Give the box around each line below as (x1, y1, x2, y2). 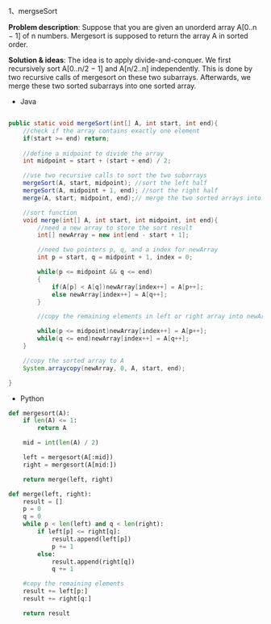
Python (19, 394, 44, 403)
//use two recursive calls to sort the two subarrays (23, 171, 207, 179)
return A (37, 424, 67, 432)
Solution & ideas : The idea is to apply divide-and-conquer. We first (8, 55, 231, 65)
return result (23, 609, 70, 618)
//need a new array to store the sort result (37, 224, 194, 232)
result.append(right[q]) (51, 558, 135, 566)
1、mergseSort (8, 6, 58, 15)
